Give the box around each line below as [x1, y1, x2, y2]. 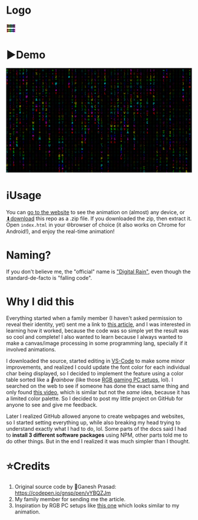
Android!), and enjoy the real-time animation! [6, 228, 115, 235]
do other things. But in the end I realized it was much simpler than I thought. [6, 437, 190, 444]
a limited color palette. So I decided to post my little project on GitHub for [6, 395, 184, 402]
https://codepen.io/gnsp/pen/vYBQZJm [14, 489, 111, 496]
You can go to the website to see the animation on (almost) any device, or [6, 208, 185, 215]
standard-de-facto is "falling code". [6, 274, 93, 281]
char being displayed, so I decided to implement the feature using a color [6, 369, 184, 377]
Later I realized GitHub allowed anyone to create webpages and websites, [6, 413, 185, 420]
